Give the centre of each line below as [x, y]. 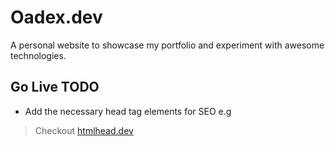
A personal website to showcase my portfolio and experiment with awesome [167, 45]
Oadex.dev [56, 17]
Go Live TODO [55, 87]
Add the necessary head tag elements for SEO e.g [128, 111]
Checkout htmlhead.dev [84, 130]
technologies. [38, 55]
